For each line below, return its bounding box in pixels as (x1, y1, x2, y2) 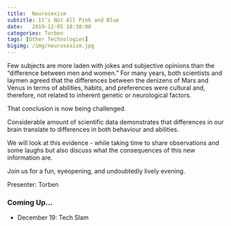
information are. (7, 153, 53, 162)
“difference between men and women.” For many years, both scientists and (7, 69, 223, 77)
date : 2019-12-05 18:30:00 (7, 23, 92, 30)
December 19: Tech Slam (17, 213, 89, 222)
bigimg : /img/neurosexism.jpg (7, 42, 95, 49)
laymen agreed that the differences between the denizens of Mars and (7, 76, 209, 84)
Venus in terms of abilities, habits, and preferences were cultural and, (7, 84, 206, 92)
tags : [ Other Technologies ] (7, 36, 89, 43)
